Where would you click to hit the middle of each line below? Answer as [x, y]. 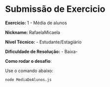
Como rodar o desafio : [28, 61]
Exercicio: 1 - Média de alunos [36, 23]
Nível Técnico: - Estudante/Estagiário [43, 42]
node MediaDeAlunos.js [28, 80]
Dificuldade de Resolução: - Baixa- [41, 51]
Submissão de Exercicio [55, 9]
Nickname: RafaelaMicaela [33, 32]
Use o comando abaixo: [29, 71]
